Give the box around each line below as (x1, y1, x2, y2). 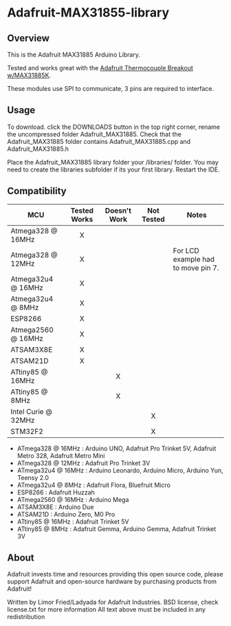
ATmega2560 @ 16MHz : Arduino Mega (16, 495, 129, 503)
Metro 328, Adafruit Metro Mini (16, 451, 105, 459)
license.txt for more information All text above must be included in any (7, 605, 206, 614)
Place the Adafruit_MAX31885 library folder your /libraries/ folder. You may (7, 158, 219, 166)
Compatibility (7, 185, 67, 197)
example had (173, 254, 215, 264)
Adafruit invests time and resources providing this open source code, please (7, 570, 223, 578)
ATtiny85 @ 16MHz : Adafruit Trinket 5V (16, 517, 129, 525)
